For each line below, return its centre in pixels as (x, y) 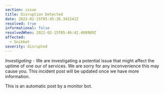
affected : (15, 38)
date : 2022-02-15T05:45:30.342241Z (42, 19)
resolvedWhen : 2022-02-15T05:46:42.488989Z (51, 33)
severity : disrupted (27, 47)
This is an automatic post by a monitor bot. (49, 86)
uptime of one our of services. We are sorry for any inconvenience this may (82, 66)
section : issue (21, 10)
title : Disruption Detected (34, 14)
